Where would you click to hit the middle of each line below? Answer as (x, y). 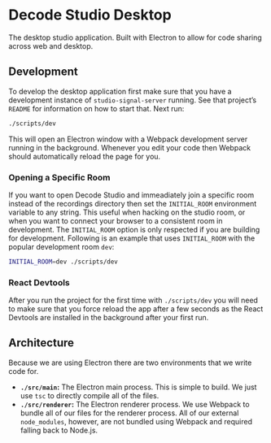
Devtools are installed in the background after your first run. (109, 318)
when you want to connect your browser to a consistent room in (116, 220)
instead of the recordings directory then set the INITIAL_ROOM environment (133, 203)
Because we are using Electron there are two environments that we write (130, 363)
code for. (24, 371)
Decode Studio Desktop (90, 15)
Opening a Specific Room (59, 177)
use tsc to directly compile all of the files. (90, 395)
